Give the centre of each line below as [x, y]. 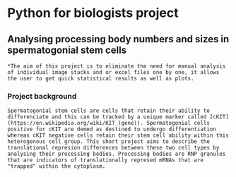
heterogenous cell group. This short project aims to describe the [109, 142]
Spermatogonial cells [178, 123]
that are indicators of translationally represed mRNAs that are [105, 160]
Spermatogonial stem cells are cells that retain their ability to [109, 111]
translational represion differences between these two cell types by [113, 148]
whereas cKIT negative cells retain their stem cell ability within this [118, 135]
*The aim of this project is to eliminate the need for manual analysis [117, 66]
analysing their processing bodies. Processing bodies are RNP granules [117, 154]
